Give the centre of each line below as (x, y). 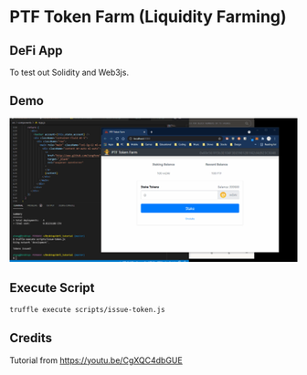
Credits (31, 338)
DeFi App (36, 51)
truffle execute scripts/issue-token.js (88, 310)
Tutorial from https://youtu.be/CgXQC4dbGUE (96, 360)
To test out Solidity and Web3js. (69, 72)
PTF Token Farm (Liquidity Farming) (148, 17)
